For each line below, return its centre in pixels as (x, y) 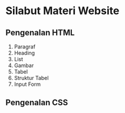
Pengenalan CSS (37, 103)
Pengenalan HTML (40, 33)
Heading (24, 53)
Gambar (24, 65)
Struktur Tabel (31, 78)
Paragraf (25, 46)
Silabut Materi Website (63, 11)
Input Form (27, 84)
